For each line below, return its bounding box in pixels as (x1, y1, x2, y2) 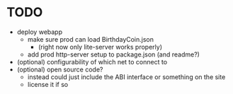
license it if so (27, 80, 69, 88)
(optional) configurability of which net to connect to (16, 57, 168, 66)
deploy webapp (16, 28, 63, 36)
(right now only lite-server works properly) (38, 42, 163, 51)
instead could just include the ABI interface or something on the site (27, 72, 226, 81)
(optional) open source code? (16, 65, 103, 74)
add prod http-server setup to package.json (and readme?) (27, 50, 200, 59)
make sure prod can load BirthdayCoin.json (27, 35, 154, 43)
